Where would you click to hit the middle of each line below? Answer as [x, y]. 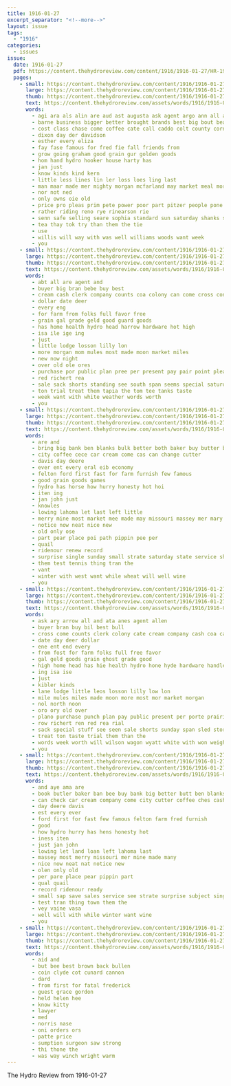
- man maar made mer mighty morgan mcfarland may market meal [123, 186]
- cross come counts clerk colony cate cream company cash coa [124, 633]
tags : [15, 33]
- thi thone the [55, 1050]
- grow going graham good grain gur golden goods [104, 154]
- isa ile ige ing [58, 333]
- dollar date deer [60, 301]
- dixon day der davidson [69, 135]
